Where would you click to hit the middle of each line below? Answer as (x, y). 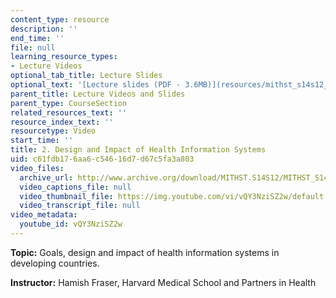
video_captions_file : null (75, 187)
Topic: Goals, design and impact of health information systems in (145, 252)
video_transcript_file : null (80, 206)
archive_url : (46, 177)
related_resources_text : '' (69, 112)
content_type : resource (60, 19)
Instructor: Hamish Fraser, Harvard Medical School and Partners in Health (163, 282)
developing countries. (55, 263)
